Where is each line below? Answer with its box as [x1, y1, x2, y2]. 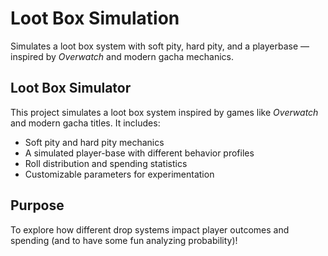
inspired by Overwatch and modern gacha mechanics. [10, 50, 234, 62]
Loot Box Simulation [10, 7, 180, 30]
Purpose [10, 197, 65, 214]
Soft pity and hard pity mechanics [24, 136, 165, 148]
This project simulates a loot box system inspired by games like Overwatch [10, 106, 319, 118]
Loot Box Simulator [10, 80, 132, 97]
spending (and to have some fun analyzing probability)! [10, 234, 238, 246]
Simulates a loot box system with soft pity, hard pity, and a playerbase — [10, 40, 310, 52]
